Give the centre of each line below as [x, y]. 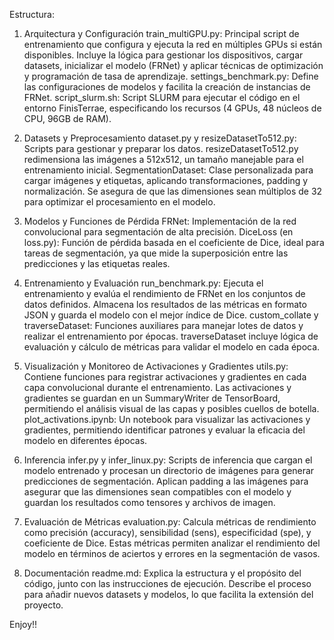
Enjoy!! [23, 624]
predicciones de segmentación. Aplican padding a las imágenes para [166, 481]
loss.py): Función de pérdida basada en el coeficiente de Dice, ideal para [174, 242]
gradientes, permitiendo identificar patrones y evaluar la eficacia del [164, 430]
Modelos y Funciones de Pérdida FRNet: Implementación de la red [160, 221]
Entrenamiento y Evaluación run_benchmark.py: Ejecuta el [143, 283]
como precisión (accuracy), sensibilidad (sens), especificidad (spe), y [167, 532]
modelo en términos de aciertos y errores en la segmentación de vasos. [172, 553]
